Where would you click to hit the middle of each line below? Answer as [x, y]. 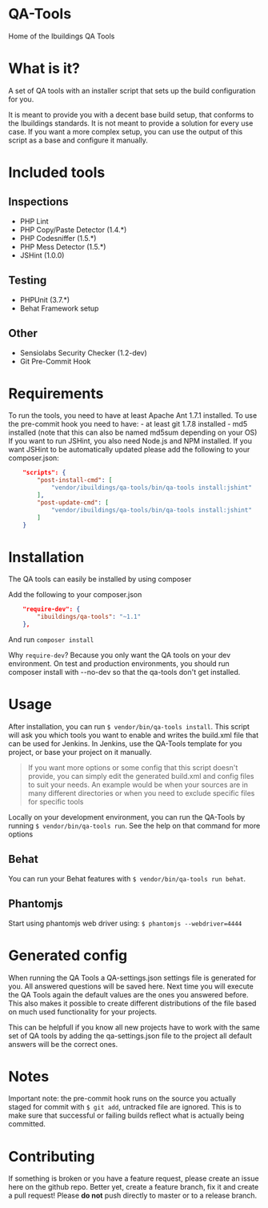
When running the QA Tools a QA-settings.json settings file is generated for [132, 977]
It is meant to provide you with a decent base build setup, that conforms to [131, 114]
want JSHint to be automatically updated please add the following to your [129, 450]
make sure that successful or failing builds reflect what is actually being [126, 1116]
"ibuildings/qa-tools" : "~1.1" [89, 617]
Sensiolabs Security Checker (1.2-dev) [84, 352]
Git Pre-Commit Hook [55, 361]
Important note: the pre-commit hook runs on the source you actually [122, 1098]
